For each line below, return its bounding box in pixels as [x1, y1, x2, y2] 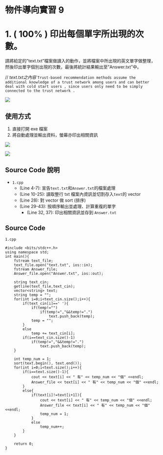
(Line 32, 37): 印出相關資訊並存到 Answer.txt [26, 209, 117, 215]
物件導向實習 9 [5, 4, 64, 16]
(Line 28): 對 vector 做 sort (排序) [19, 197, 86, 203]
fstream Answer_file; [14, 267, 58, 271]
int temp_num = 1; [14, 356, 51, 361]
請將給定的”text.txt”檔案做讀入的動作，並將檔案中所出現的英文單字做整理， [5, 58, 156, 64]
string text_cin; [14, 279, 49, 285]
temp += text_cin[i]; [31, 331, 76, 336]
